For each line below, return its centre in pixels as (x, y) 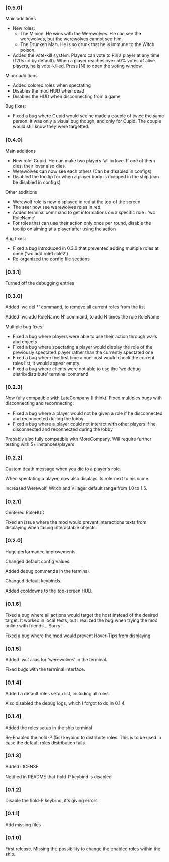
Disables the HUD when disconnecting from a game (66, 96)
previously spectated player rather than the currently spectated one (83, 352)
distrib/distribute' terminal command (50, 374)
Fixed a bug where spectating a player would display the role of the (82, 347)
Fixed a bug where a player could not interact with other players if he (84, 424)
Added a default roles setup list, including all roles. (58, 694)
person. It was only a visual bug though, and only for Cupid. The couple (87, 121)
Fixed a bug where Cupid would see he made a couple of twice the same (88, 116)
